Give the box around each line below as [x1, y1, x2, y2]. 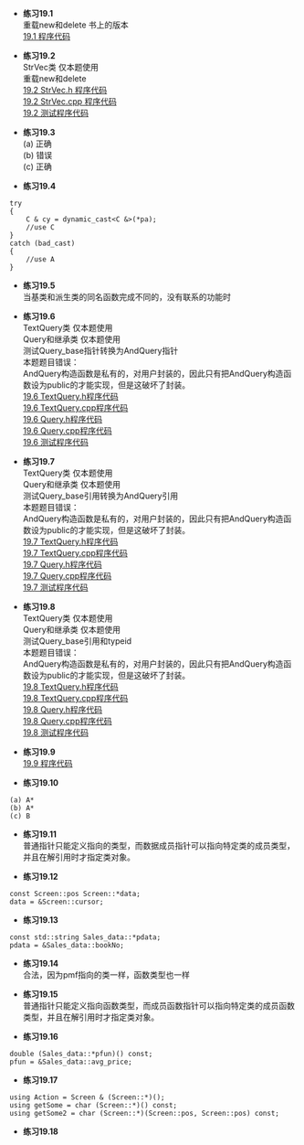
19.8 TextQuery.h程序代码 [22, 681, 119, 692]
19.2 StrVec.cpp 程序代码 [22, 96, 117, 107]
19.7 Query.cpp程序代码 [22, 571, 112, 581]
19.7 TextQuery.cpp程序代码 [22, 548, 128, 558]
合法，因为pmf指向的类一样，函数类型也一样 [22, 969, 190, 980]
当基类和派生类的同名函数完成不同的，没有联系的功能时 [22, 292, 231, 302]
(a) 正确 [22, 138, 52, 149]
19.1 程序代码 [22, 31, 71, 41]
